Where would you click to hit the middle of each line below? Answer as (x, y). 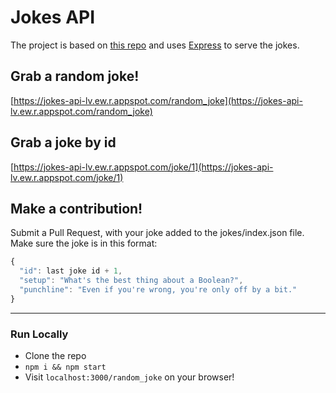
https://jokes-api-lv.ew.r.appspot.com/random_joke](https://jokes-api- (158, 100)
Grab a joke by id (63, 142)
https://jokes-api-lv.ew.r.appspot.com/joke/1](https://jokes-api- (143, 167)
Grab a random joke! (75, 76)
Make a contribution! (76, 208)
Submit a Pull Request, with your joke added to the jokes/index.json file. (157, 233)
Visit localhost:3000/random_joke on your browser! (129, 377)
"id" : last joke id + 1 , (71, 271)
